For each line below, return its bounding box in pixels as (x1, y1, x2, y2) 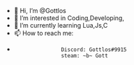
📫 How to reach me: (13, 29, 74, 37)
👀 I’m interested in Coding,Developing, (13, 14, 124, 22)
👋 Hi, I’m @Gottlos (13, 7, 66, 15)
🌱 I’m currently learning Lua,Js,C (13, 21, 108, 29)
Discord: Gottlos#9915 (61, 46, 127, 53)
